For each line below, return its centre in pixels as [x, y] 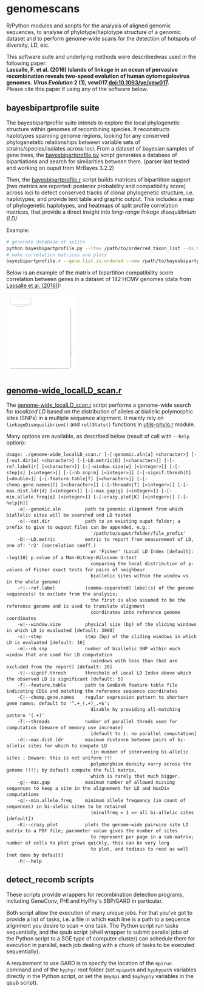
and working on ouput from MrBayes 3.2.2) [60, 168]
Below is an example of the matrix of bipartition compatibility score [90, 273]
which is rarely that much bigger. [135, 776]
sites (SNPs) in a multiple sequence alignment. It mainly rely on [85, 418]
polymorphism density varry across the [141, 764]
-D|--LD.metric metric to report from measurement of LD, [106, 540]
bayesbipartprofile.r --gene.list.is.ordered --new [73, 261]
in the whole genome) [34, 582]
